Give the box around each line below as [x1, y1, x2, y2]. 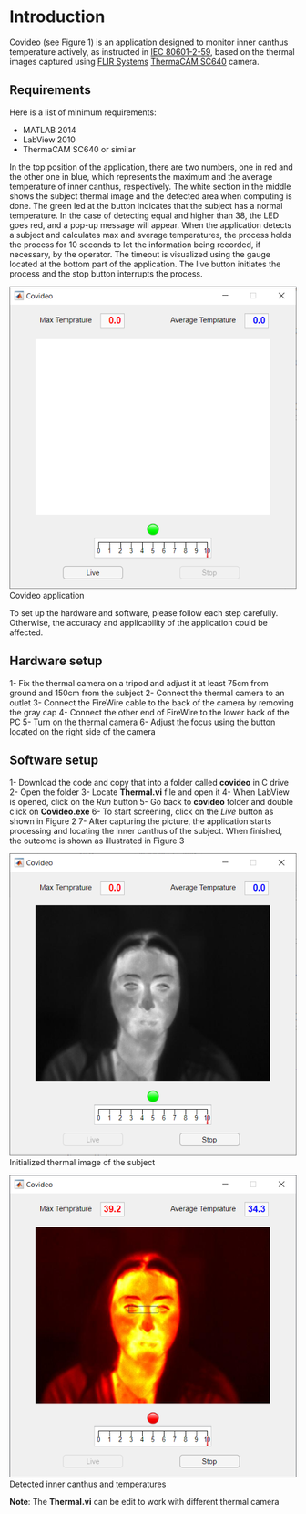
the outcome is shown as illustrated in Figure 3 [9, 835, 185, 846]
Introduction [9, 6, 106, 27]
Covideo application [9, 590, 85, 600]
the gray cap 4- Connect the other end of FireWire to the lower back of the [9, 706, 290, 717]
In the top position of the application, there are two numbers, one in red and [9, 162, 293, 172]
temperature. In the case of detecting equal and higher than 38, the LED [9, 210, 280, 221]
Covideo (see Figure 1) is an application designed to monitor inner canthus [9, 37, 289, 47]
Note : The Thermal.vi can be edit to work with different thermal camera [9, 1496, 280, 1507]
